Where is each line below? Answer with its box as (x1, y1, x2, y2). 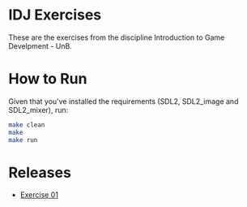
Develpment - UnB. (8, 41, 73, 50)
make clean (8, 120, 45, 129)
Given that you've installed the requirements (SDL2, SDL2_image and (8, 96, 239, 106)
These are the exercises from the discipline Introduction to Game (8, 32, 225, 42)
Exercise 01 (19, 190, 59, 200)
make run (8, 136, 38, 144)
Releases (8, 163, 71, 182)
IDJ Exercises (8, 6, 102, 24)
